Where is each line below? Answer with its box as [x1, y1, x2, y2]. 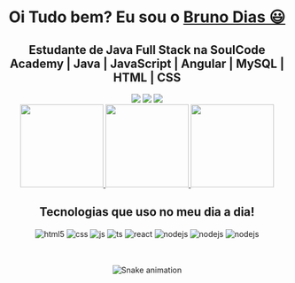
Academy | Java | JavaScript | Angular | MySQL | [10, 56, 284, 71]
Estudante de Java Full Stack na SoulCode [28, 42, 266, 57]
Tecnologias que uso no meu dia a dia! [39, 204, 255, 219]
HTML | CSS [113, 70, 182, 85]
